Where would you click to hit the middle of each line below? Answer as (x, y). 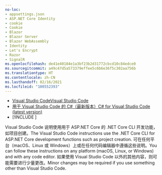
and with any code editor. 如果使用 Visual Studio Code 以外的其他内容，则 (79, 156)
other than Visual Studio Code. (36, 168)
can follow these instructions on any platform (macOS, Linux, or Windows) (80, 151)
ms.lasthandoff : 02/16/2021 (34, 82)
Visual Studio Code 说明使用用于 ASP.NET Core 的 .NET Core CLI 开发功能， (81, 127)
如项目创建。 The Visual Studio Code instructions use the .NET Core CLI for (80, 133)
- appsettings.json (25, 14)
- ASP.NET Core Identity (30, 19)
